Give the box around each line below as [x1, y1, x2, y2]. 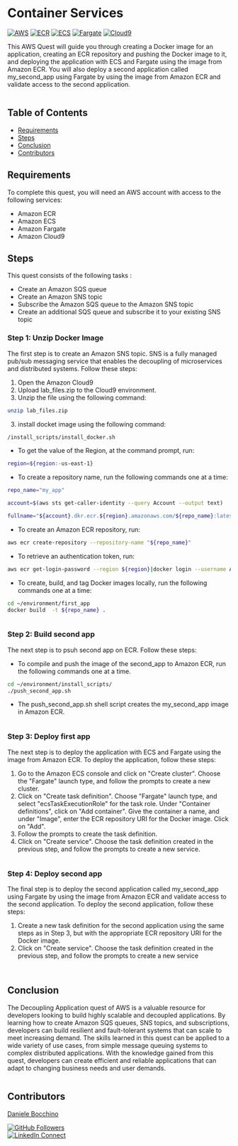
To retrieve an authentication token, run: [17, 552, 135, 560]
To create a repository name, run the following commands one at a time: [17, 473, 228, 481]
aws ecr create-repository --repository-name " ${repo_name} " [7, 539, 192, 546]
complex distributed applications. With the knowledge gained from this [7, 1049, 214, 1057]
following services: [7, 196, 62, 204]
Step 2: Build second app [7, 629, 96, 639]
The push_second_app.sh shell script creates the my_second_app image [17, 700, 229, 709]
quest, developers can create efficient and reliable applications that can [7, 1056, 217, 1064]
